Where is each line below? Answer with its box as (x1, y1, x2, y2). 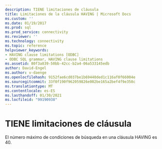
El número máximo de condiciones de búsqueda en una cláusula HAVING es (5, 134, 158, 140)
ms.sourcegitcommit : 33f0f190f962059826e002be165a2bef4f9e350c (5, 79, 136, 84)
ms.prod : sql (5, 25, 32, 30)
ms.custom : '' (5, 16, 34, 21)
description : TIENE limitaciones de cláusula (5, 7, 98, 12)
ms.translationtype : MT (5, 83, 53, 89)
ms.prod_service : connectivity (5, 30, 68, 34)
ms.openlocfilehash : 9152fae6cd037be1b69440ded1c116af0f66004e (5, 75, 136, 80)
